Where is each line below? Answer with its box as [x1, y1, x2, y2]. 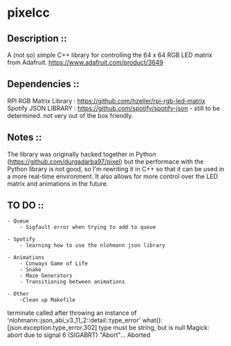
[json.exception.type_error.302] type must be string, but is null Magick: [7, 324, 210, 332]
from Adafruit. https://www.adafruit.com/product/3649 [7, 58, 164, 67]
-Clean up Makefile [19, 297, 76, 304]
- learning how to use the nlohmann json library [19, 242, 166, 249]
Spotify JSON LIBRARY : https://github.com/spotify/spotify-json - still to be [7, 104, 220, 112]
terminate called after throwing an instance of [7, 309, 137, 317]
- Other [7, 291, 30, 297]
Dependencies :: [7, 78, 80, 90]
